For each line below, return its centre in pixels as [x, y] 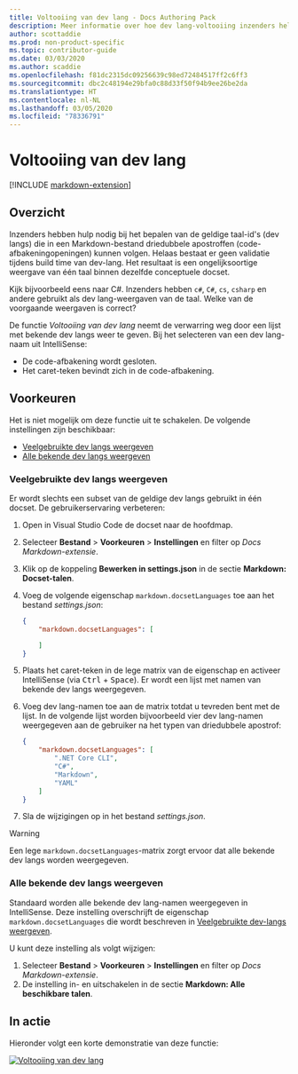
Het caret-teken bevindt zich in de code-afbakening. [118, 370]
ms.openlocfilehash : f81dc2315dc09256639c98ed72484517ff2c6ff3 [129, 75]
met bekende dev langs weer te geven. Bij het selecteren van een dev [137, 335]
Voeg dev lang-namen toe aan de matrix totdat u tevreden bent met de [151, 707]
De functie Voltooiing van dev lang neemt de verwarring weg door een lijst [145, 325]
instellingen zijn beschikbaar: [62, 429]
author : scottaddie [45, 34]
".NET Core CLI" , [86, 758]
